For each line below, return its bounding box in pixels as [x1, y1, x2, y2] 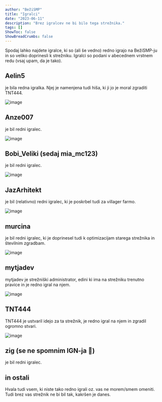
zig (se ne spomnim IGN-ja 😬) [5, 346, 95, 354]
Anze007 [5, 113, 33, 122]
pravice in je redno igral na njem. [5, 282, 70, 288]
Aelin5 [5, 72, 25, 80]
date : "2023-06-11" [5, 16, 45, 21]
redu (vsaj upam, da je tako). [5, 58, 62, 64]
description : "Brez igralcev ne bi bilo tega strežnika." [5, 20, 125, 26]
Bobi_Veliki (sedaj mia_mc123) [5, 149, 98, 158]
